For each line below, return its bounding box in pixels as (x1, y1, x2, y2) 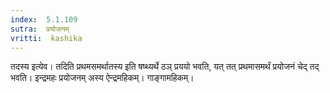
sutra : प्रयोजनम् (10, 24, 70, 34)
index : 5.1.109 (10, 14, 78, 25)
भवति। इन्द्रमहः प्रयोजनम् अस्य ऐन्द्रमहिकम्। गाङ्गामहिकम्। (10, 72, 195, 84)
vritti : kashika (10, 33, 83, 43)
